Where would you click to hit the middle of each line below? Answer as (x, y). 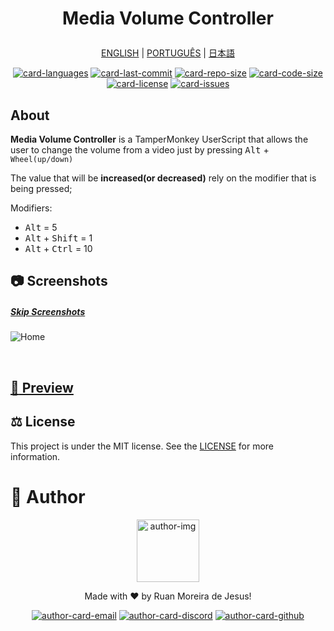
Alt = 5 (41, 227)
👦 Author (48, 496)
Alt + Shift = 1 (58, 238)
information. (35, 456)
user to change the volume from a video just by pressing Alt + (140, 150)
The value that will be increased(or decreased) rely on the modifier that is (163, 178)
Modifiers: (31, 208)
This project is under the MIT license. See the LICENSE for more (142, 446)
